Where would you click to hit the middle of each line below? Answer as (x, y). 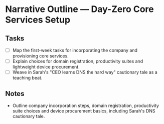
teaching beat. (27, 78)
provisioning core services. (40, 56)
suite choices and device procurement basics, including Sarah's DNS (84, 111)
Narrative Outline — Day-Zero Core (79, 9)
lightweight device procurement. (46, 67)
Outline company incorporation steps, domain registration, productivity (86, 105)
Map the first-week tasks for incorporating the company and (75, 50)
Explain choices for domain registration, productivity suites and (78, 61)
